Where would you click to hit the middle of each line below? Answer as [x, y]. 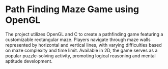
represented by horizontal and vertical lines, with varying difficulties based [83, 45]
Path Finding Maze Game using [72, 9]
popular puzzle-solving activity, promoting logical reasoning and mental [81, 56]
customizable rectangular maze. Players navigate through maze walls [78, 40]
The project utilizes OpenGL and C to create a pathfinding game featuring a [84, 34]
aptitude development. [29, 61]
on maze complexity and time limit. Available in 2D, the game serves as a [81, 50]
